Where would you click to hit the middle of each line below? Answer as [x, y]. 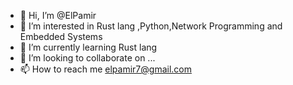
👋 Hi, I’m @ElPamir [58, 15]
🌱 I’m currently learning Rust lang [88, 47]
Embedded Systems [61, 36]
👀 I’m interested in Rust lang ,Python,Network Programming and [151, 26]
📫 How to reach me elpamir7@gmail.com [105, 69]
